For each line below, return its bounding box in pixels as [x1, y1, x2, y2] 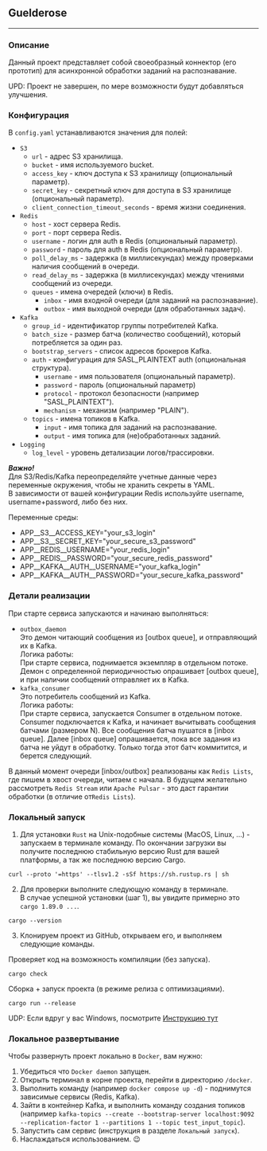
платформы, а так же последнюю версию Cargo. [19, 855, 186, 864]
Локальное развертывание [8, 1033, 120, 1044]
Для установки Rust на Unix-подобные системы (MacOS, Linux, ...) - [19, 830, 250, 839]
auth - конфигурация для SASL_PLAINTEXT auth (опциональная [31, 354, 246, 365]
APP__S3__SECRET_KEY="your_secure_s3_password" [19, 537, 196, 546]
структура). [31, 363, 72, 373]
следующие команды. [19, 939, 95, 949]
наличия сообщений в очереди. [31, 262, 140, 272]
